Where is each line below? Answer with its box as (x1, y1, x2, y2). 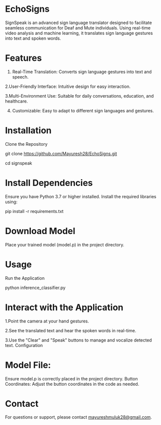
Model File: (5, 359, 51, 371)
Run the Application (5, 275, 45, 281)
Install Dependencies (5, 178, 93, 188)
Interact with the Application (5, 302, 124, 313)
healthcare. (5, 98, 28, 104)
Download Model (5, 225, 75, 237)
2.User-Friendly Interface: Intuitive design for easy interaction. (5, 83, 131, 89)
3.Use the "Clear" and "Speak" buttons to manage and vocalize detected (5, 337, 152, 343)
